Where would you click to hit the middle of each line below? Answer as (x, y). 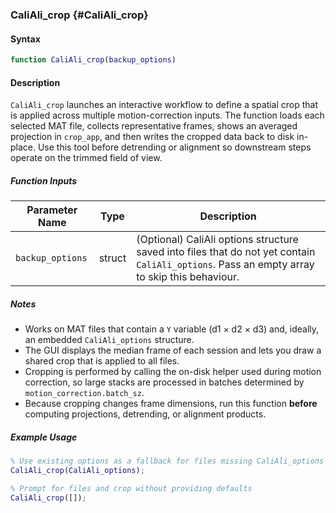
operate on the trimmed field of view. (86, 158)
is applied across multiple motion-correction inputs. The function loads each (167, 115)
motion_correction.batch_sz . (84, 393)
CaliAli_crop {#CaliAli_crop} (79, 15)
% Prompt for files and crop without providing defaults (131, 488)
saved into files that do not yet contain (226, 252)
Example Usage (44, 437)
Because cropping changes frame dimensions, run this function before (171, 404)
